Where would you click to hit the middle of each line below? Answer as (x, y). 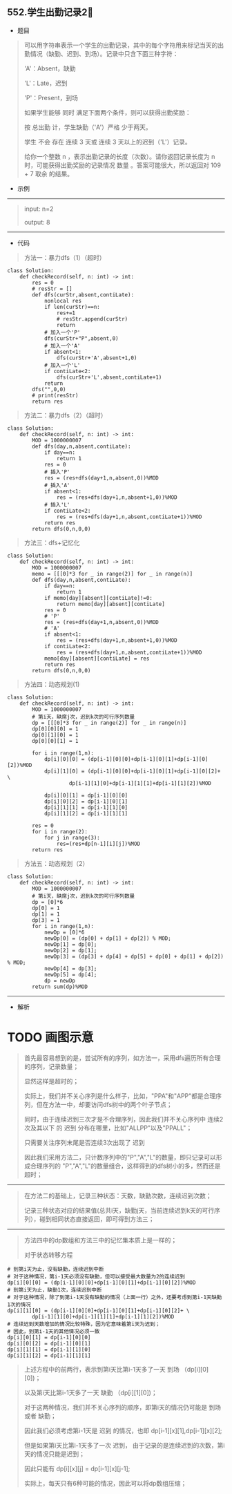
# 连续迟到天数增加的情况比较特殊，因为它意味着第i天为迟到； (84, 1324)
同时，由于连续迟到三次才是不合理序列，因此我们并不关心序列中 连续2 (124, 1119)
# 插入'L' (57, 504)
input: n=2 (39, 209)
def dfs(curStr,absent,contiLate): (83, 295)
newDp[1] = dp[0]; (70, 944)
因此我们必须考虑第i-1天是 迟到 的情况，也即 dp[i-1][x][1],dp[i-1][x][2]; (123, 1430)
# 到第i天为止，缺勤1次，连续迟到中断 (55, 1290)
